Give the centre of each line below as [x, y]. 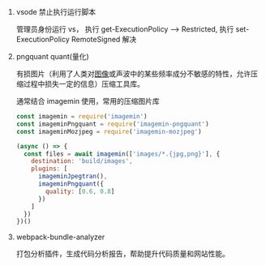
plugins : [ [49, 169]
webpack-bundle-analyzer [60, 237]
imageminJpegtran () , [73, 177]
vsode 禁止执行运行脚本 [56, 12]
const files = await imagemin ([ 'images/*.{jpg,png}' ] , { [122, 154]
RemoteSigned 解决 [104, 39]
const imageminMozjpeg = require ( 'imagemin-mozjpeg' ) [109, 131]
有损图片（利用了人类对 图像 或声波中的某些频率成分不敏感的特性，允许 [133, 74]
